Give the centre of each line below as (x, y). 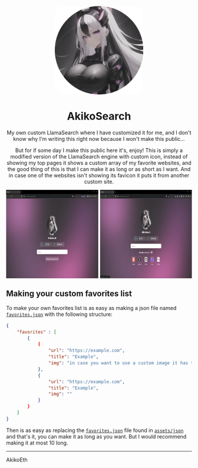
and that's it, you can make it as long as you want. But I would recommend (96, 436)
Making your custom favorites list (69, 294)
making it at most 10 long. (37, 443)
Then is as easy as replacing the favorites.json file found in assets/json (95, 430)
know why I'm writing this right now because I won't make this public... (99, 139)
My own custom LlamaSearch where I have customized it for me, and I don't (99, 133)
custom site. (99, 182)
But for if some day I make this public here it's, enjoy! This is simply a (99, 150)
